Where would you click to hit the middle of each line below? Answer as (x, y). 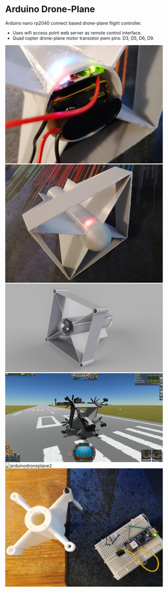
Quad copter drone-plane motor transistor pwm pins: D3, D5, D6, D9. (83, 38)
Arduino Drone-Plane (50, 9)
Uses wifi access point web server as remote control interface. (77, 33)
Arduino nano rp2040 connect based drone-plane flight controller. (73, 23)
